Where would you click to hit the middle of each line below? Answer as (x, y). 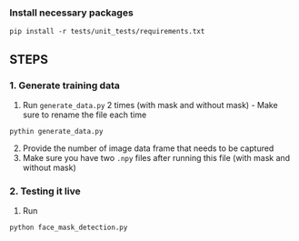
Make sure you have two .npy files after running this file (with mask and (156, 157)
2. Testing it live (45, 191)
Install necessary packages (71, 13)
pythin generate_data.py (56, 131)
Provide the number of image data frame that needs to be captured (148, 148)
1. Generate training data (65, 85)
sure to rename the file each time (85, 115)
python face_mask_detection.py (69, 228)
